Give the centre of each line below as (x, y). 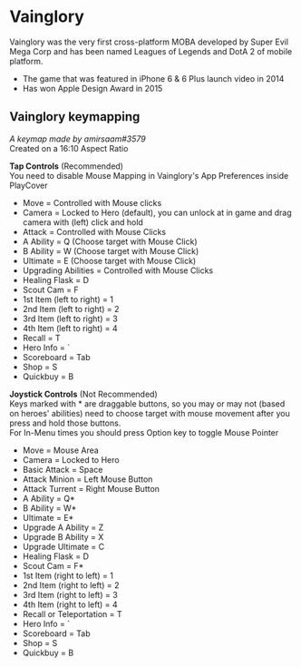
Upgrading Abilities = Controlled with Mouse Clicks (118, 270)
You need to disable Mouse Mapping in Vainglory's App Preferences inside (149, 175)
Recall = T (41, 338)
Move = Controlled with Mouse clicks (92, 202)
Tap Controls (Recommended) (67, 166)
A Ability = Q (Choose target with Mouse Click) (110, 241)
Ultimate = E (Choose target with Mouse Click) (109, 260)
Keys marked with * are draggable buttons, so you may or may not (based (147, 403)
